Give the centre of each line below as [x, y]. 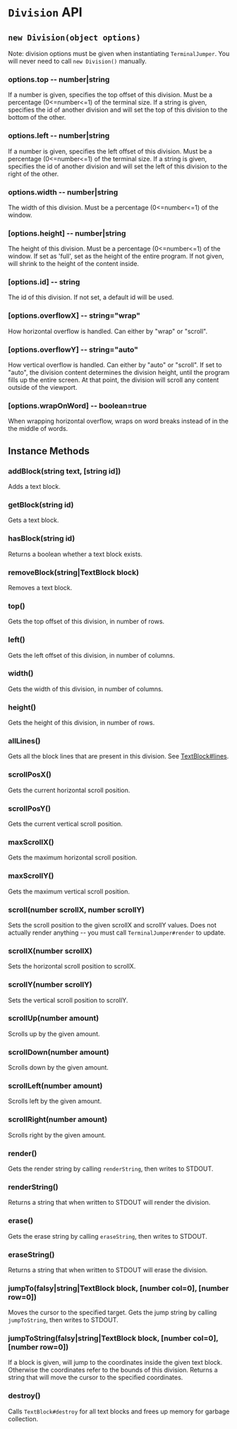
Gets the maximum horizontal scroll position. [73, 857]
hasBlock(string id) [42, 538]
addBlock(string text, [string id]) [65, 471]
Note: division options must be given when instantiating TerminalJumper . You [119, 53]
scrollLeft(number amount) [55, 1086]
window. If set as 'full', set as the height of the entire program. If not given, [116, 256]
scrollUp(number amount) [54, 1018]
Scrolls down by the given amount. [58, 1068]
